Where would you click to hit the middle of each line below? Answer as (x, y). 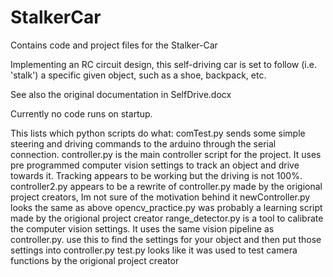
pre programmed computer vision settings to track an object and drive (155, 165)
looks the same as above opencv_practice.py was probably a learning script (166, 207)
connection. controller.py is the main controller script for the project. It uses (166, 154)
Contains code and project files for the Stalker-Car (114, 45)
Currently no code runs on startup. (81, 113)
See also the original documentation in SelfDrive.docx (121, 94)
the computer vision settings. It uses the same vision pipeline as (142, 228)
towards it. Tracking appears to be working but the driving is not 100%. (156, 175)
